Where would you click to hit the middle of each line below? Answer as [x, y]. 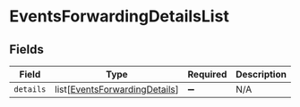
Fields [27, 49]
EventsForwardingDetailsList [120, 16]
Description [261, 74]
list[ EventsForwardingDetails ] [117, 89]
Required [207, 74]
